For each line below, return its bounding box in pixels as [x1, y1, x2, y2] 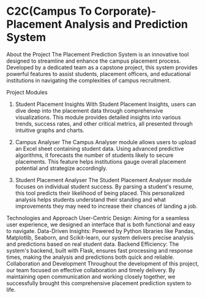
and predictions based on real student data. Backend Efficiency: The [6, 240, 179, 248]
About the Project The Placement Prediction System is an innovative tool [6, 50, 189, 58]
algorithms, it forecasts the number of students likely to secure [15, 151, 174, 159]
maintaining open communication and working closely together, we [6, 273, 176, 280]
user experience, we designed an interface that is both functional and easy [6, 221, 196, 228]
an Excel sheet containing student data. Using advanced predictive [15, 145, 184, 152]
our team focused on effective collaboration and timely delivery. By [6, 266, 176, 273]
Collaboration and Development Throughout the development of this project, [6, 259, 199, 267]
